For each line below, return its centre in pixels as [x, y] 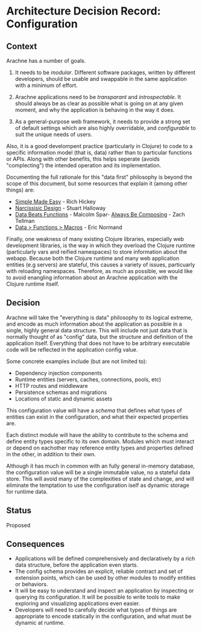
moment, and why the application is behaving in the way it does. [95, 110]
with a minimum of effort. [46, 85]
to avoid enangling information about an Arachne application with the [92, 277]
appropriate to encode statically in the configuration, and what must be [103, 616]
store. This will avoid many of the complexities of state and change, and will [100, 479]
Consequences [36, 544]
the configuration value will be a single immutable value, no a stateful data [99, 472]
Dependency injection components [58, 373]
